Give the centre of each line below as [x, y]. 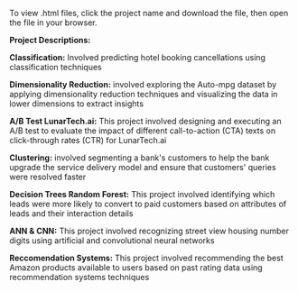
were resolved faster [48, 177]
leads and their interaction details [71, 214]
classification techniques [56, 67]
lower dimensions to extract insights [77, 104]
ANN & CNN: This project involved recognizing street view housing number [149, 231]
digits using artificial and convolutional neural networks [112, 241]
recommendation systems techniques [79, 277]
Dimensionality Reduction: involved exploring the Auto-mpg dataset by [143, 84]
